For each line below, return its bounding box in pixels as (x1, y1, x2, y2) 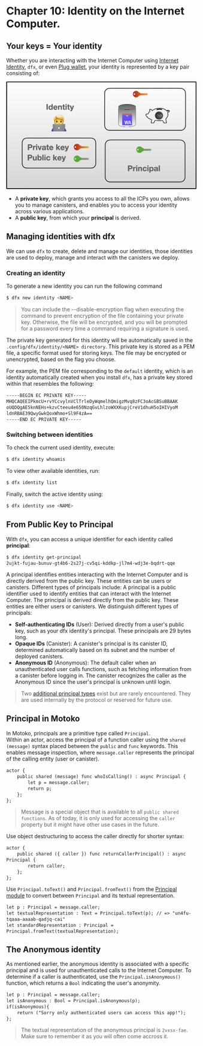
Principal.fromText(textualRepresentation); (6, 928, 119, 934)
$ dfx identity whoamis (6, 457, 66, 463)
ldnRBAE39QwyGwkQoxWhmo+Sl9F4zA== (6, 410, 93, 416)
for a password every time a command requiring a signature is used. (20, 325, 190, 332)
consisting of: (6, 70, 40, 76)
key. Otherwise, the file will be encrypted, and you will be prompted (20, 318, 187, 326)
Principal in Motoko (6, 714, 80, 724)
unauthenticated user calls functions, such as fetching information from (14, 665, 192, 672)
